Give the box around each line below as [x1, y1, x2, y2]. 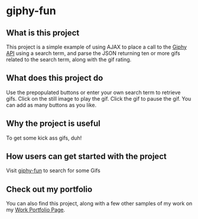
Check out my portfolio [6, 184, 93, 194]
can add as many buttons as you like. [6, 101, 96, 108]
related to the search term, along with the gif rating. [6, 56, 132, 63]
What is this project [6, 28, 80, 38]
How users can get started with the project [6, 152, 167, 162]
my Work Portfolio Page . [6, 206, 66, 214]
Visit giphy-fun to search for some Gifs [6, 167, 100, 174]
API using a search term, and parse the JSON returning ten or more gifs [6, 50, 180, 57]
